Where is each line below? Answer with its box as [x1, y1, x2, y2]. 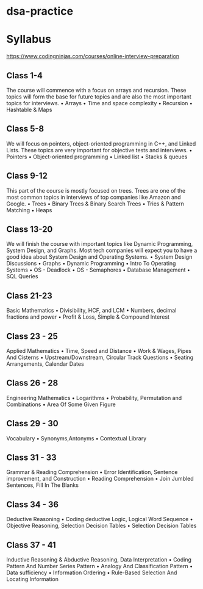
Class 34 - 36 [6, 499, 59, 509]
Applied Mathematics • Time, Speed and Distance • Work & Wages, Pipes [6, 347, 192, 354]
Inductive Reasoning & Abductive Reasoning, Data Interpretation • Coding [6, 556, 192, 563]
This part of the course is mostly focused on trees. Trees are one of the [6, 187, 186, 194]
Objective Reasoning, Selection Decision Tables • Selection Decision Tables [6, 522, 197, 530]
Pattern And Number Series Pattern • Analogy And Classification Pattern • [6, 563, 193, 570]
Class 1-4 [6, 70, 43, 81]
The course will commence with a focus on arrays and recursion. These [6, 86, 187, 94]
